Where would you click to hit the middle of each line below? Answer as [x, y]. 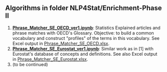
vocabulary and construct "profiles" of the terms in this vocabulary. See [86, 38]
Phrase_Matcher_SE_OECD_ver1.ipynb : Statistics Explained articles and [86, 28]
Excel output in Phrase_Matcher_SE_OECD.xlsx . [61, 43]
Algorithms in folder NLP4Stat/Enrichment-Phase [83, 8]
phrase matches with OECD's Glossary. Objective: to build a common [83, 33]
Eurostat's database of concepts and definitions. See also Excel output [85, 54]
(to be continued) [30, 64]
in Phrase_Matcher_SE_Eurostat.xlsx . [50, 59]
